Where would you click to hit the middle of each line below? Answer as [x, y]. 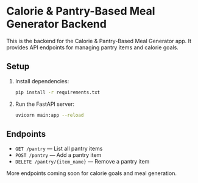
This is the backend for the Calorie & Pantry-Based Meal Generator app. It [99, 41]
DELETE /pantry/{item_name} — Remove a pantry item [82, 162]
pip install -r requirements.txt [58, 92]
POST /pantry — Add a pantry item [58, 155]
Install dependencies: [42, 81]
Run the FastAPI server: [45, 104]
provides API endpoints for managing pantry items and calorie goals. [92, 47]
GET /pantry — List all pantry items [59, 149]
